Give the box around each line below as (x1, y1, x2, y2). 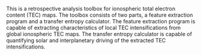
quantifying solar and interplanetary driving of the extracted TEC (6, 37, 166, 44)
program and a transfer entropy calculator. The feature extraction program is (6, 18, 196, 25)
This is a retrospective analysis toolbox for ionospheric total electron (6, 5, 176, 12)
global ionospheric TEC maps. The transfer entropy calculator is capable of (6, 30, 192, 38)
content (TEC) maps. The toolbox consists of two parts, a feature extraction (6, 11, 193, 19)
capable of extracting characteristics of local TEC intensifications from (6, 24, 181, 31)
